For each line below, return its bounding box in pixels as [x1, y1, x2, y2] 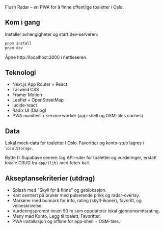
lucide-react [12, 102, 37, 108]
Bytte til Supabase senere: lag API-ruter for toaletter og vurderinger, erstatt [5, 154, 157, 161]
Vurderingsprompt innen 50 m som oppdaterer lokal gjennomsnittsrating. [12, 208, 160, 214]
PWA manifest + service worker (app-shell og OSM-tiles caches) [12, 113, 143, 119]
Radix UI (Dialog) [12, 107, 47, 113]
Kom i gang [5, 18, 40, 26]
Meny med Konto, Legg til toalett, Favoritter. [12, 213, 101, 219]
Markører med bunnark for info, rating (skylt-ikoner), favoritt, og [12, 198, 142, 203]
